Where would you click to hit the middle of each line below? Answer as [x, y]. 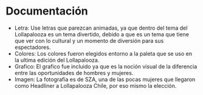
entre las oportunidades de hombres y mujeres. [74, 73]
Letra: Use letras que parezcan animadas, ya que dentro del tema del [101, 28]
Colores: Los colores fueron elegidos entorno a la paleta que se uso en [103, 53]
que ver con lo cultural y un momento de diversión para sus [89, 41]
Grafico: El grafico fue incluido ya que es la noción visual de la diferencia [106, 66]
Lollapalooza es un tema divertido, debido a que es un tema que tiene [102, 34]
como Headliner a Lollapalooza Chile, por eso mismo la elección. [95, 85]
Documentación [47, 11]
